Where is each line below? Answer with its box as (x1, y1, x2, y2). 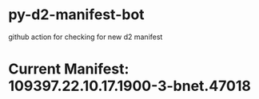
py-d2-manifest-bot (8, 6, 145, 24)
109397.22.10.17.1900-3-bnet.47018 (8, 77, 252, 95)
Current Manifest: (8, 60, 129, 78)
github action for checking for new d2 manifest (8, 32, 163, 42)
